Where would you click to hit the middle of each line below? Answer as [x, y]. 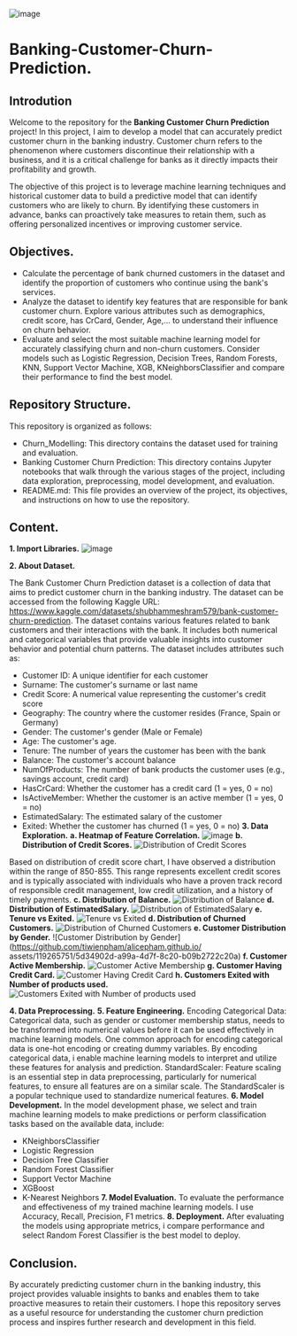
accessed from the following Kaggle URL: [85, 602]
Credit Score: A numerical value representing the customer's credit [144, 695]
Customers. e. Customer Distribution [148, 928]
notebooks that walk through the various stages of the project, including [153, 471]
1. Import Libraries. [44, 548]
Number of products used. [59, 984]
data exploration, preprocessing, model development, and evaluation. [148, 481]
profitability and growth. [53, 169]
